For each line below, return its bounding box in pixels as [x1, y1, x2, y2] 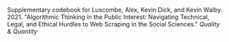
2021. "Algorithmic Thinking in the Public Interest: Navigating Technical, [7, 13, 210, 21]
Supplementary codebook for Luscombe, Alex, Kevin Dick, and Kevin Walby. [7, 6, 223, 14]
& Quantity [7, 27, 38, 35]
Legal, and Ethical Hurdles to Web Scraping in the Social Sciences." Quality [7, 20, 220, 28]
